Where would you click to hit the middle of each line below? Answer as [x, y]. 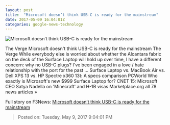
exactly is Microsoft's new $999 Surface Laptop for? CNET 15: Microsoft [81, 81]
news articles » [21, 92]
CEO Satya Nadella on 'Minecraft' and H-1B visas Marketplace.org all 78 [81, 87]
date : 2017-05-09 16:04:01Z [35, 19]
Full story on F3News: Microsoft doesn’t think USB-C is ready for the [77, 102]
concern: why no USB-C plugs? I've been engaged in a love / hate [75, 65]
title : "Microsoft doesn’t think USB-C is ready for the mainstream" [82, 15]
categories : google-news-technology [44, 24]
